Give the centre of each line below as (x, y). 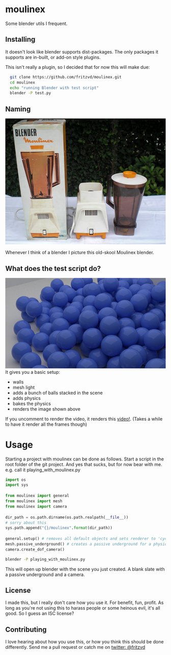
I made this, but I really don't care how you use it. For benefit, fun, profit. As (84, 603)
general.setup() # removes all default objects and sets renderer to (81, 539)
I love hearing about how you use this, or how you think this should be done (84, 642)
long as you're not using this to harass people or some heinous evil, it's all (83, 608)
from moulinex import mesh (34, 501)
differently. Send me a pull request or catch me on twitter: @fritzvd (75, 647)
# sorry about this (26, 523)
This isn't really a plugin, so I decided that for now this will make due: (78, 67)
